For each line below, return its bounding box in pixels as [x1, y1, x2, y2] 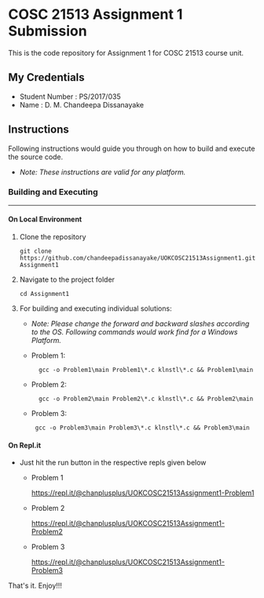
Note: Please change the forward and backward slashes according [31, 319, 250, 329]
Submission [8, 22, 88, 40]
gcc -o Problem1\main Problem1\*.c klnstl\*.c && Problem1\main [38, 366, 254, 374]
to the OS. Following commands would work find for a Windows [31, 327, 238, 337]
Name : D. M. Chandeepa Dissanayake [19, 100, 144, 109]
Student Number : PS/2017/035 [19, 92, 121, 101]
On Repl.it [8, 440, 42, 450]
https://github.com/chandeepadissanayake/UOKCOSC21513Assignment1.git [19, 254, 256, 262]
